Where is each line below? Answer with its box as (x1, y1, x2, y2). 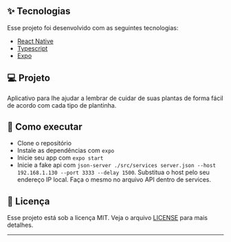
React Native (16, 37, 54, 45)
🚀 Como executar (7, 121, 82, 133)
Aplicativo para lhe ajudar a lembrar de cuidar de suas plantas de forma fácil (7, 94, 223, 102)
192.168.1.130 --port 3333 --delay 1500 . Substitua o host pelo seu (16, 168, 210, 177)
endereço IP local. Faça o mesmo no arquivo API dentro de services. (16, 176, 212, 184)
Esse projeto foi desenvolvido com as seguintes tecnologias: (7, 23, 179, 32)
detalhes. (7, 221, 34, 229)
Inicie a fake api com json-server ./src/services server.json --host (16, 161, 217, 169)
